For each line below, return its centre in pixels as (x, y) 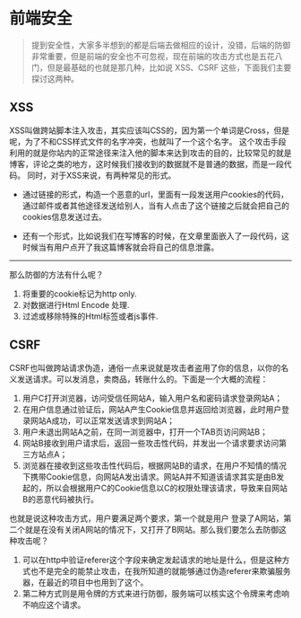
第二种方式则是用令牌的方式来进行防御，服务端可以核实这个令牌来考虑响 (155, 593)
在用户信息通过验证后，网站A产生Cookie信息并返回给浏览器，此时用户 (152, 409)
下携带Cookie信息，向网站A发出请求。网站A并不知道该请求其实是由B (149, 476)
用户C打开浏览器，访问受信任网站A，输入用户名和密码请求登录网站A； (152, 398)
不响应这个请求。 (54, 605)
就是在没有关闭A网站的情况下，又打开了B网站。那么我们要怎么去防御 (152, 529)
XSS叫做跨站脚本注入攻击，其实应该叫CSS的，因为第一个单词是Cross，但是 (150, 130)
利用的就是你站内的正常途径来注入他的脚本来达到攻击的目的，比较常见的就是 (150, 153)
